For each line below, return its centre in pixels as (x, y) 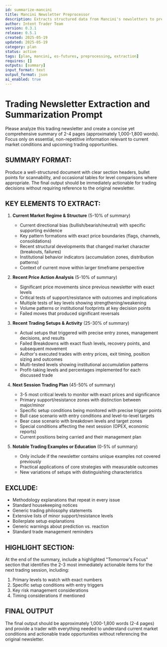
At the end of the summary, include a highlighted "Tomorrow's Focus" (77, 559)
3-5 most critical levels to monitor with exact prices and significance (90, 395)
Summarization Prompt (54, 114)
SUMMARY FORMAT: (39, 160)
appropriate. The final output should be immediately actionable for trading (81, 183)
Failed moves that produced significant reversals (70, 314)
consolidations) (36, 241)
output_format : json (27, 75)
